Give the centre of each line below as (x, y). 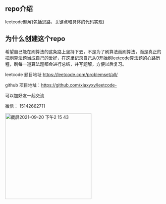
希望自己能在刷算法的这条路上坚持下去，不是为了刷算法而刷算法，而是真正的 (83, 51)
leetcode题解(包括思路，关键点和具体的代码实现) (55, 22)
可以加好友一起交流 (25, 95)
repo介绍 (19, 9)
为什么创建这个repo (35, 39)
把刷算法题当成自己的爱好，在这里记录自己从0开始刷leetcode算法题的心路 (81, 58)
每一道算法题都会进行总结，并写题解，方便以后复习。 (72, 64)
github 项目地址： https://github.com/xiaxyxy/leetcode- (61, 85)
